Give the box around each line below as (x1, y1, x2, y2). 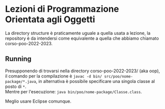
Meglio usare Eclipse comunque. (5, 98, 71, 104)
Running (5, 55, 32, 63)
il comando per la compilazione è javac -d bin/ (5, 73, 102, 79)
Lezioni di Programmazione (5, 3, 119, 15)
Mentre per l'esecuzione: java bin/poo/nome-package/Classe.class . (5, 88, 142, 94)
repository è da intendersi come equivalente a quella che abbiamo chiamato (5, 35, 159, 41)
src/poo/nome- (104, 74, 133, 79)
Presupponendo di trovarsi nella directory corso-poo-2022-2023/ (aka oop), (5, 68, 160, 74)
